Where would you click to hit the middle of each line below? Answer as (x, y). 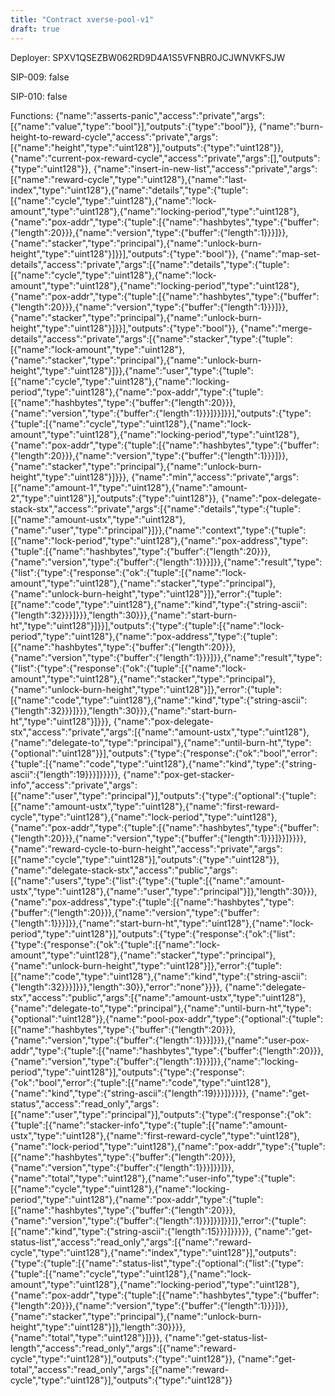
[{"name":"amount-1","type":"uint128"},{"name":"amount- (129, 487)
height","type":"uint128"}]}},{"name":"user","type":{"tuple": (132, 370)
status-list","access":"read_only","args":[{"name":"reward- (131, 1242)
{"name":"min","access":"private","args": (215, 477)
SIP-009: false (40, 77)
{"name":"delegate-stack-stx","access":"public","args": (124, 870)
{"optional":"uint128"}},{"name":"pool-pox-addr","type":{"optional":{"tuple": (167, 1018)
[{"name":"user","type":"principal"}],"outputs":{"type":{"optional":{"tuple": (163, 795)
